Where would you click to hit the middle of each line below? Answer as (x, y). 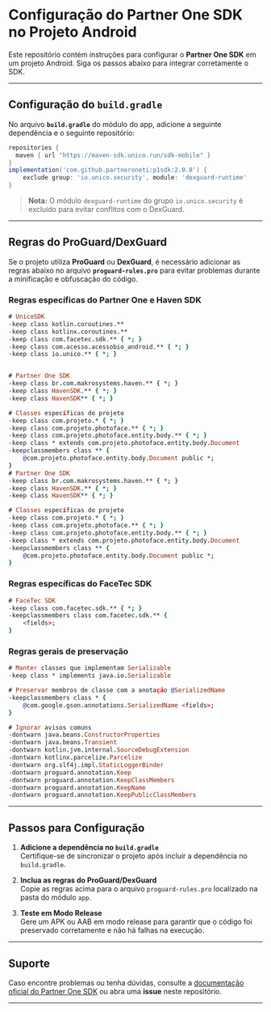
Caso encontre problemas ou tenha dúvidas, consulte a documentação (126, 982)
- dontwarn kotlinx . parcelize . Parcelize (75, 758)
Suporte (29, 963)
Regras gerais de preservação (69, 651)
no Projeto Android (73, 32)
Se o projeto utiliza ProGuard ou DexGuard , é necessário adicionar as (124, 261)
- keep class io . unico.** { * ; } (63, 354)
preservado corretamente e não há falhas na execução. (112, 930)
